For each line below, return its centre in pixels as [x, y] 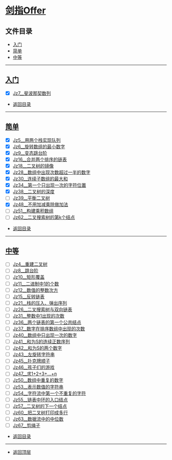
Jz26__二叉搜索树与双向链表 [42, 309]
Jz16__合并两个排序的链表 [40, 159]
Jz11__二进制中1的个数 [36, 284]
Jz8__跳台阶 [25, 271]
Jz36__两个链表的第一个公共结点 [47, 322]
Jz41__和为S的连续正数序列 [41, 342]
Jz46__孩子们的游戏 [34, 367]
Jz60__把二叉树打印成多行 [40, 412]
